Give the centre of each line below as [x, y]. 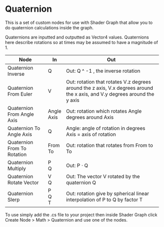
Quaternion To [24, 128]
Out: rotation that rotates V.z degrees [108, 82]
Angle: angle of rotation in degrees [105, 128]
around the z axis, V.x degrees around [109, 88]
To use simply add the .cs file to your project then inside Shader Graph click [81, 215]
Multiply [17, 168]
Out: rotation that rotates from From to [109, 145]
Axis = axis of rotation [91, 134]
